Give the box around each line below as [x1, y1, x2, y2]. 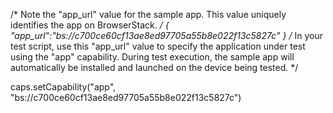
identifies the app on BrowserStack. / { [10, 19, 170, 31]
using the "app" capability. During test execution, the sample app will [10, 51, 295, 63]
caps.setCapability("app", [10, 81, 117, 93]
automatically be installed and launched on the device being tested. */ [10, 62, 299, 73]
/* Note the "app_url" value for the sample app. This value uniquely [10, 9, 287, 20]
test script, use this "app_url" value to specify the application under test [10, 40, 306, 52]
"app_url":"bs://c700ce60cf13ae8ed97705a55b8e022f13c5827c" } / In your [10, 30, 323, 41]
